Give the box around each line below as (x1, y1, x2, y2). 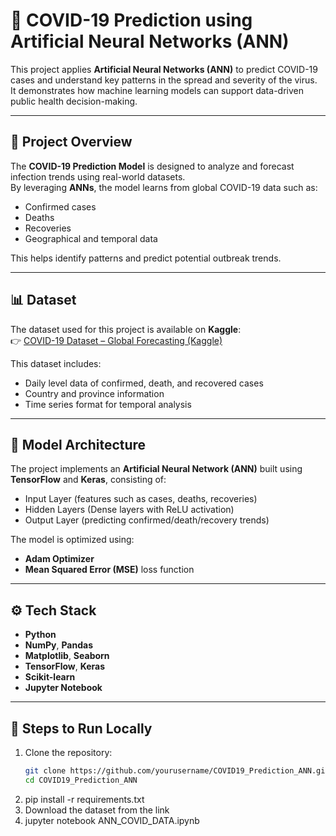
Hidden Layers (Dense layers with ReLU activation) (24, 504, 235, 516)
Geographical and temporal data (24, 232, 158, 244)
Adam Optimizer (24, 553, 95, 565)
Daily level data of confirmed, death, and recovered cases (24, 377, 264, 389)
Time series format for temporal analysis (24, 398, 192, 410)
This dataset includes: (10, 357, 102, 369)
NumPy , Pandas (24, 639, 93, 651)
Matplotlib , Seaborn (24, 650, 110, 662)
